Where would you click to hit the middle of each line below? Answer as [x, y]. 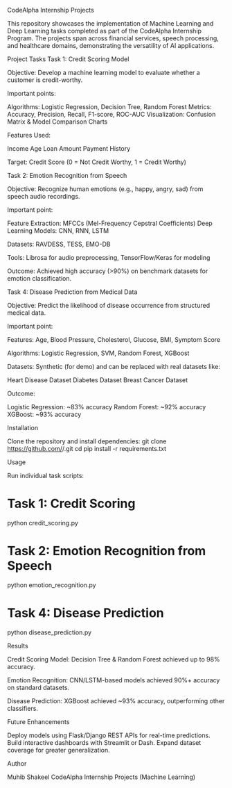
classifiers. [23, 708]
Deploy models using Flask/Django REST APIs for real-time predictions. [109, 735]
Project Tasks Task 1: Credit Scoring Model [68, 59]
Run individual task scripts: [46, 476]
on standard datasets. [38, 687]
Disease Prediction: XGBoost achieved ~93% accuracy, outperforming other [116, 700]
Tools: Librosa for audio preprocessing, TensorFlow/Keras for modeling [109, 257]
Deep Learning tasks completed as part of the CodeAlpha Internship [105, 31]
